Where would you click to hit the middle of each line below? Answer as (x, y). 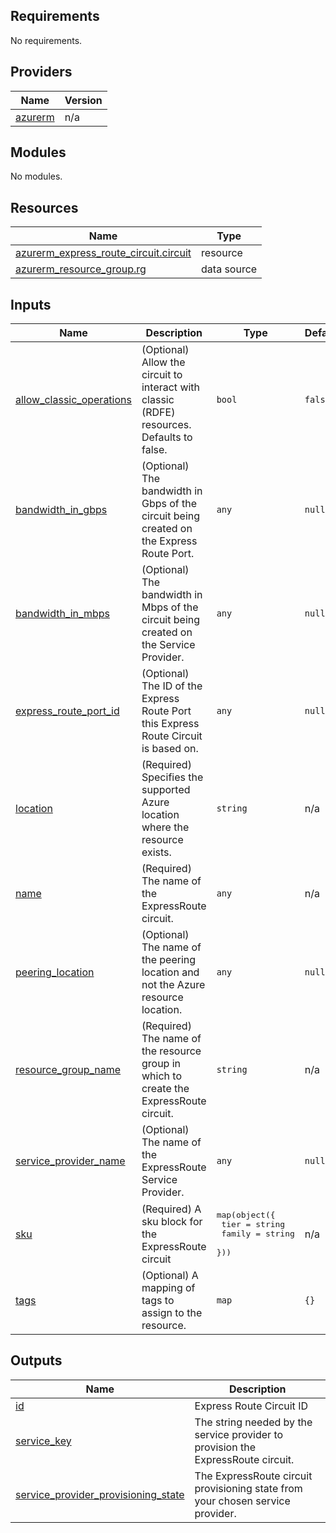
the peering (169, 960)
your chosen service (242, 1501)
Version (83, 100)
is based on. (170, 749)
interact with (171, 387)
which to (161, 1076)
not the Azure (173, 985)
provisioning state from (248, 1488)
